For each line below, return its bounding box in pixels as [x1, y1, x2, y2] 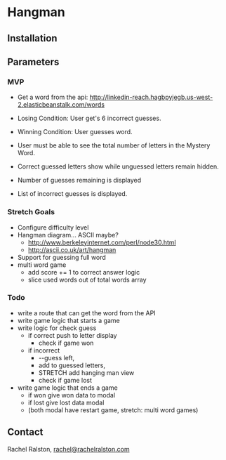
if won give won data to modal [27, 390, 116, 399]
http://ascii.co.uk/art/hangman [27, 245, 117, 254]
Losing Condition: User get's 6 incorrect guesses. [17, 114, 161, 123]
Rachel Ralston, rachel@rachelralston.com [7, 445, 130, 453]
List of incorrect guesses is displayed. [17, 190, 128, 198]
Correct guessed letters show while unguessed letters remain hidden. [17, 162, 219, 171]
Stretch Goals [7, 207, 55, 217]
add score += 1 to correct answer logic [27, 268, 140, 276]
